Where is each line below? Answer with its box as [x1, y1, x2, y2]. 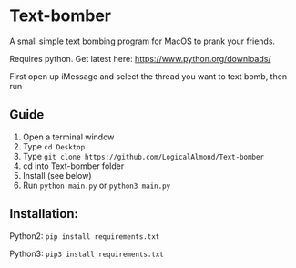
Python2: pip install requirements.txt [9, 230, 160, 242]
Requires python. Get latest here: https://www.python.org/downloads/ [9, 53, 271, 64]
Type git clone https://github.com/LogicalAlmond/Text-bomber [22, 150, 265, 161]
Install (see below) [22, 170, 93, 180]
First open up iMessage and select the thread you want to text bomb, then [9, 70, 288, 82]
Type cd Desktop [22, 140, 86, 151]
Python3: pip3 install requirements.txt [9, 248, 164, 259]
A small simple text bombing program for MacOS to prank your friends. [9, 36, 276, 46]
